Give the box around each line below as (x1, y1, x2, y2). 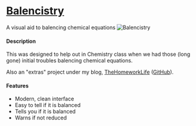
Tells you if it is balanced (14, 108, 76, 115)
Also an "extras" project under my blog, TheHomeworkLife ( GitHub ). (6, 68, 174, 75)
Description (6, 37, 36, 45)
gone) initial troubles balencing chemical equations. (6, 57, 133, 64)
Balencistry (6, 4, 64, 18)
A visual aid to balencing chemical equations (6, 24, 116, 31)
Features (6, 82, 29, 89)
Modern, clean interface (14, 95, 74, 102)
